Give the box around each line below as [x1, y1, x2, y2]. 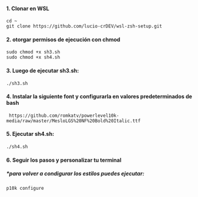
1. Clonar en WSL [6, 5, 50, 12]
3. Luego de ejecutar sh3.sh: [6, 67, 79, 74]
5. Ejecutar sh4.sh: [6, 131, 55, 138]
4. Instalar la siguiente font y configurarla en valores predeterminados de [6, 93, 193, 100]
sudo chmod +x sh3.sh [6, 49, 61, 55]
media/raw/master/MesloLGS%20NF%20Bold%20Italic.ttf [6, 117, 141, 124]
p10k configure [6, 185, 44, 191]
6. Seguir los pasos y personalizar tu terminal [6, 156, 122, 163]
